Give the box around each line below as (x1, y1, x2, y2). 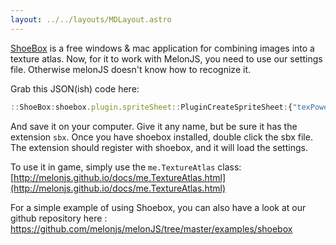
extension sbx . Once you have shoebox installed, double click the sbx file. (10, 131, 313, 143)
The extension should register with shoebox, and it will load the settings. (10, 141, 308, 153)
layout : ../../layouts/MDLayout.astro (10, 14, 172, 25)
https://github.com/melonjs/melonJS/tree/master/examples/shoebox (10, 222, 293, 235)
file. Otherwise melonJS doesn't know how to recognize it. (10, 63, 251, 75)
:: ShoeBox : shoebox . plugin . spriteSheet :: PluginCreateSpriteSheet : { (10, 102, 293, 112)
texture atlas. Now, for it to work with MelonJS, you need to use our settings (10, 52, 323, 65)
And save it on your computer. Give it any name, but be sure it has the (10, 120, 298, 132)
